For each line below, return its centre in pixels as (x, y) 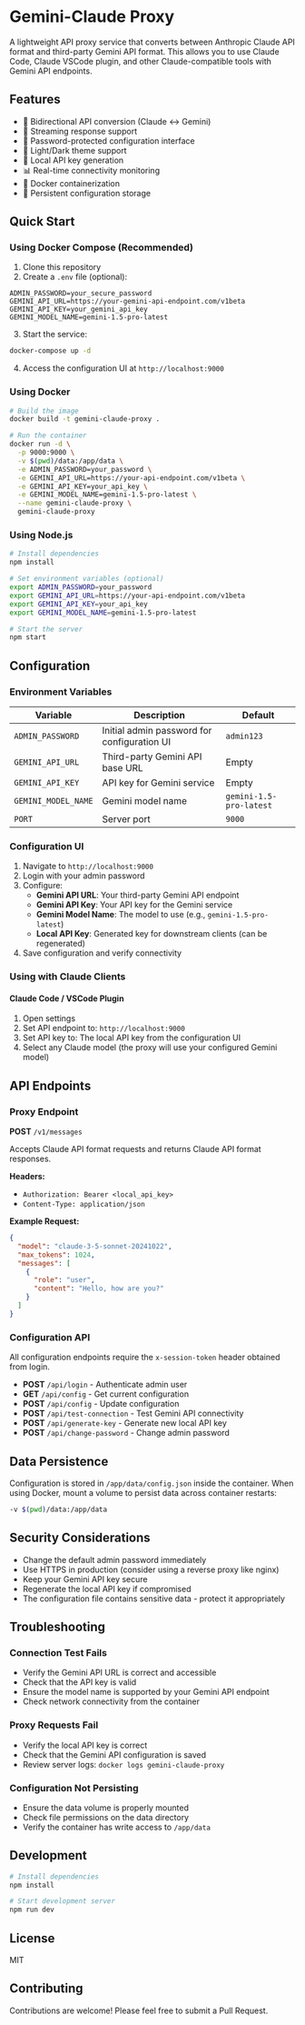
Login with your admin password (84, 876)
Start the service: (55, 335)
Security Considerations (80, 1538)
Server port (127, 818)
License (32, 1938)
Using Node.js (41, 536)
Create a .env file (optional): (75, 277)
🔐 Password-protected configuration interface (108, 140)
